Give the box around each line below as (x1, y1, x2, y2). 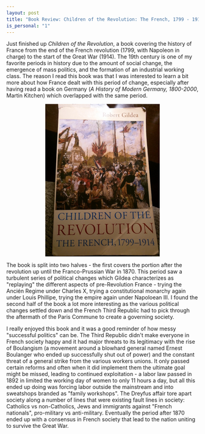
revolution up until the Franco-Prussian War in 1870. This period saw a (6, 268, 182, 276)
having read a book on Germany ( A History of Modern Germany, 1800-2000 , (6, 85, 199, 93)
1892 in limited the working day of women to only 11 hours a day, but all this (6, 377, 195, 384)
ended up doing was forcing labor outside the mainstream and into (6, 383, 174, 391)
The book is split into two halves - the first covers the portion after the (6, 261, 182, 269)
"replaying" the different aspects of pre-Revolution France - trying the (6, 281, 182, 288)
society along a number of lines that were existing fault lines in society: (6, 396, 185, 404)
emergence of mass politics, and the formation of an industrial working (6, 66, 185, 73)
